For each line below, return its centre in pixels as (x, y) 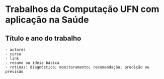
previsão (14, 71)
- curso (13, 54)
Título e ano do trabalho (43, 38)
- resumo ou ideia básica (32, 63)
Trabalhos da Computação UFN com (82, 9)
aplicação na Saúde (47, 20)
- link (12, 58)
